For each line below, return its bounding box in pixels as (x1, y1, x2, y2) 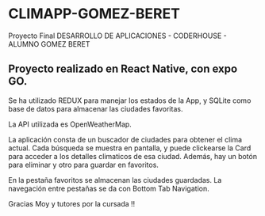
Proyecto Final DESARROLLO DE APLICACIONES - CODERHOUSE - (8, 31, 228, 40)
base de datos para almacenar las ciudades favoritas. (8, 104, 183, 113)
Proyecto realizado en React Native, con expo (8, 63, 238, 76)
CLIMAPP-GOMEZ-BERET (8, 5, 181, 23)
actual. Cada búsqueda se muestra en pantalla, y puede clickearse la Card (8, 143, 252, 153)
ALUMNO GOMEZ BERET (8, 39, 90, 48)
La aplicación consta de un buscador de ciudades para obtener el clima (8, 135, 243, 144)
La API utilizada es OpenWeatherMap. (8, 119, 132, 129)
